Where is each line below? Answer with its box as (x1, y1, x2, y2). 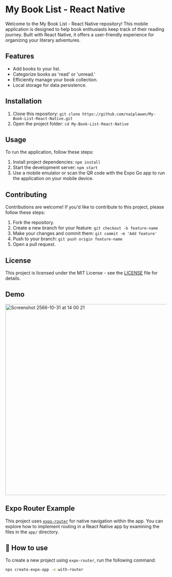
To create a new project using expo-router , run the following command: (5, 557, 156, 564)
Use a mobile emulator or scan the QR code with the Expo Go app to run (12, 170, 165, 176)
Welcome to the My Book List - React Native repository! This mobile (5, 21, 148, 27)
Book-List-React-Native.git (12, 116, 73, 121)
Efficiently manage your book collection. (12, 76, 98, 83)
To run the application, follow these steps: (5, 149, 94, 155)
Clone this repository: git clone (12, 111, 80, 117)
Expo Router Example (5, 504, 75, 513)
